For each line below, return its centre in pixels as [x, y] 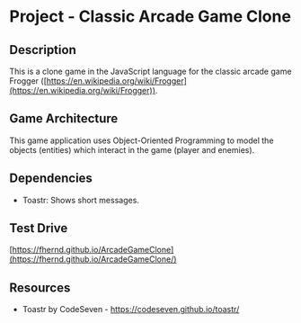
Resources [40, 287]
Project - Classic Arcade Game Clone [150, 17]
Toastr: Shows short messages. [80, 200]
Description [43, 50]
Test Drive [39, 228]
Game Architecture [64, 119]
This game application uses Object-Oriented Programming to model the [142, 140]
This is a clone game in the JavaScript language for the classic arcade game [150, 71]
